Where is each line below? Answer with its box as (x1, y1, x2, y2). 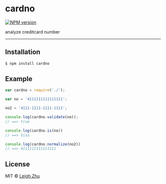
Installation (5, 48, 41, 56)
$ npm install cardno (5, 61, 50, 66)
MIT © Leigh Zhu (5, 173, 40, 179)
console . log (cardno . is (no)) (5, 128, 63, 133)
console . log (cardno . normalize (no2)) (5, 141, 81, 146)
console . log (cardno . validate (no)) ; (5, 115, 79, 120)
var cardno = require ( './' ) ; (5, 88, 65, 93)
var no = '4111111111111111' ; (5, 97, 68, 102)
